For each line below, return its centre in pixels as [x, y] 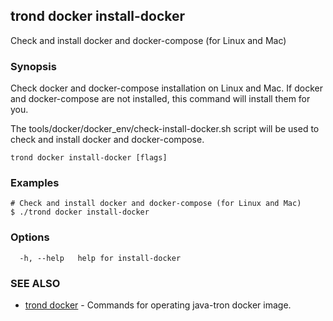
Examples [35, 183]
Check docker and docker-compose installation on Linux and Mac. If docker [166, 88]
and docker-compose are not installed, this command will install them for [160, 99]
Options [30, 237]
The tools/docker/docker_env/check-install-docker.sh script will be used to [165, 129]
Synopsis [33, 66]
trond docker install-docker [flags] [89, 158]
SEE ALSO [35, 283]
